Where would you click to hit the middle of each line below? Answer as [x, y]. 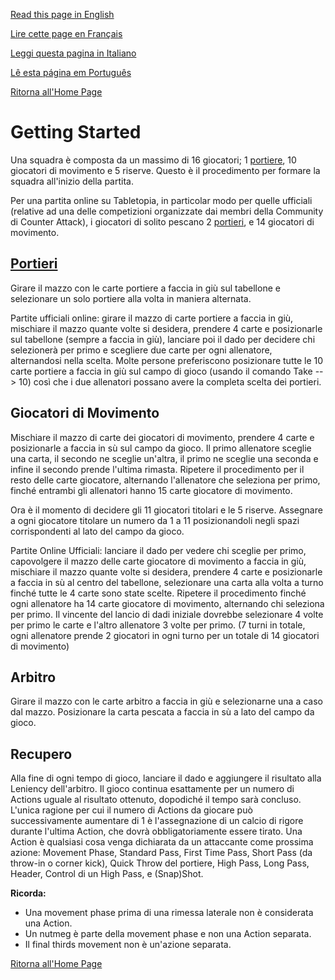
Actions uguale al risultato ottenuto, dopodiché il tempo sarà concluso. [156, 800]
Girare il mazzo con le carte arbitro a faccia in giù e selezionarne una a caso [166, 701]
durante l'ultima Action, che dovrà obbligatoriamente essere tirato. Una [156, 831]
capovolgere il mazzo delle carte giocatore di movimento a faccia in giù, [158, 561]
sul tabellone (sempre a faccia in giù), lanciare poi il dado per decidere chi [163, 339]
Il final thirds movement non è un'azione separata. [128, 945]
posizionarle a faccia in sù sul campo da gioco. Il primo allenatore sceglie [161, 448]
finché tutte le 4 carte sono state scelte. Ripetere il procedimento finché [158, 593]
